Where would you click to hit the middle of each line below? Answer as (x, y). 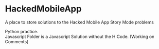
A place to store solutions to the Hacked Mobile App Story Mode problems (79, 22)
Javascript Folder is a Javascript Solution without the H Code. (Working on (80, 37)
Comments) (17, 41)
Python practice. (22, 31)
